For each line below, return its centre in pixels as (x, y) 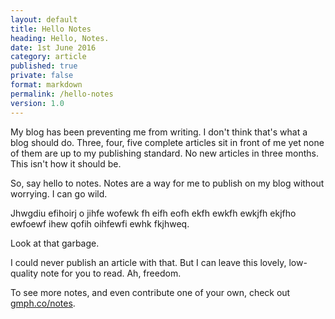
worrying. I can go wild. (59, 193)
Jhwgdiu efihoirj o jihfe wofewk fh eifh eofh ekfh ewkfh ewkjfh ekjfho (153, 213)
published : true (44, 66)
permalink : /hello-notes (62, 94)
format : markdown (46, 85)
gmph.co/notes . (43, 303)
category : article (48, 57)
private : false (42, 76)
